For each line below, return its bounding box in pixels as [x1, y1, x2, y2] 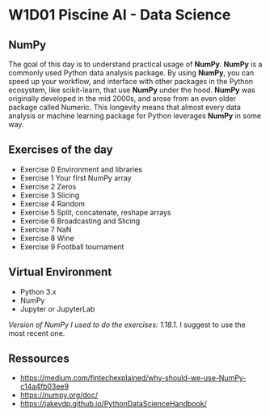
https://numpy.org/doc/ [19, 390, 99, 400]
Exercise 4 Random [19, 198, 85, 208]
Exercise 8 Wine [19, 233, 74, 243]
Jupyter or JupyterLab [19, 304, 95, 313]
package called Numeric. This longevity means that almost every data [8, 103, 241, 112]
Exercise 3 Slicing [19, 190, 80, 200]
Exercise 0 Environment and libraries [19, 164, 143, 174]
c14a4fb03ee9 [19, 382, 70, 392]
